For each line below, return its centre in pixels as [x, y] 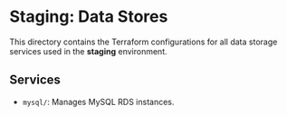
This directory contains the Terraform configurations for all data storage [143, 42]
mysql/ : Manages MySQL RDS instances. [98, 101]
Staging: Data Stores [89, 17]
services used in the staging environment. [88, 51]
